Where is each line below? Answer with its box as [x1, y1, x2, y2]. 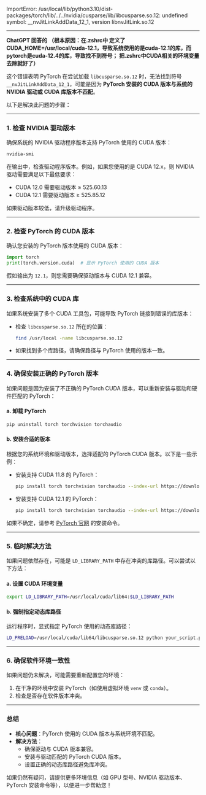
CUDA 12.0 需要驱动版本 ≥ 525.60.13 [15, 184, 107, 191]
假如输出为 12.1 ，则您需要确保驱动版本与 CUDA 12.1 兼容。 [6, 272, 155, 279]
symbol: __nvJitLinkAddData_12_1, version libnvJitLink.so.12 [6, 18, 154, 25]
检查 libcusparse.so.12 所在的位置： [15, 322, 109, 330]
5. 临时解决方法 [6, 541, 51, 550]
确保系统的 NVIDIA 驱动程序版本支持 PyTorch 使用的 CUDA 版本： [6, 139, 172, 146]
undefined [161, 12, 188, 19]
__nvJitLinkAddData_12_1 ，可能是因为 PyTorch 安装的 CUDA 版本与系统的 [6, 80, 193, 88]
